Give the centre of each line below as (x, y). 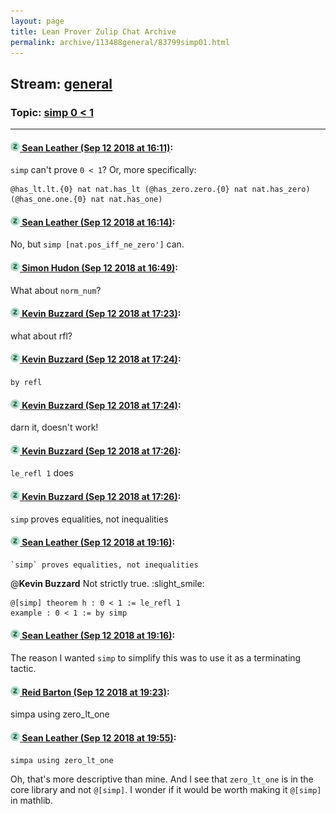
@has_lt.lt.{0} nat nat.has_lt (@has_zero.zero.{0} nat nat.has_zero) (160, 190)
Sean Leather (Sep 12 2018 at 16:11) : (97, 147)
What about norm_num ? (56, 290)
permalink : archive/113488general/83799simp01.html (120, 42)
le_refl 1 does (42, 473)
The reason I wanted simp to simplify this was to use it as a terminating (156, 658)
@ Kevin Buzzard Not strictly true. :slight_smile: (107, 583)
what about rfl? (41, 336)
